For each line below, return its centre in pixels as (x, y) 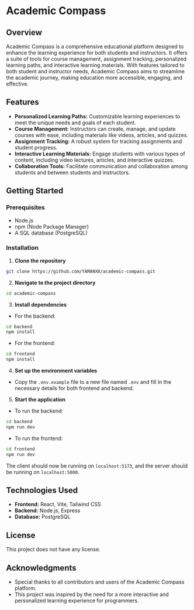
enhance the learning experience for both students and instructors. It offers (97, 53)
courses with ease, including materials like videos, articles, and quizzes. (101, 135)
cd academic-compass (31, 293)
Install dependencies (41, 304)
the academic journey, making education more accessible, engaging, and (94, 78)
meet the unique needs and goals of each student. (75, 122)
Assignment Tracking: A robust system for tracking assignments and (98, 141)
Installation (22, 248)
